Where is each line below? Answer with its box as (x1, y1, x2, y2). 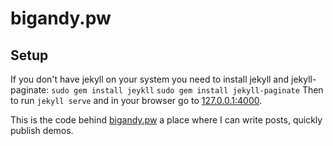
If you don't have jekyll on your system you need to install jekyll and (10, 73, 290, 85)
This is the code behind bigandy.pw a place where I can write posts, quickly (10, 114, 323, 126)
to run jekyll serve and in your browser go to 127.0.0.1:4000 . (10, 95, 263, 106)
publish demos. (10, 125, 74, 136)
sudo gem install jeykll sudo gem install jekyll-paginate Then (51, 84, 324, 96)
